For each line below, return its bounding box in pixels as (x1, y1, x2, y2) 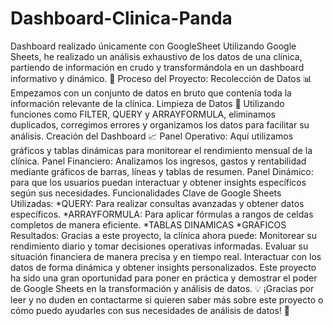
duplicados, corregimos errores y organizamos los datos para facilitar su (10, 118, 310, 131)
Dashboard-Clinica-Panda (10, 7, 233, 30)
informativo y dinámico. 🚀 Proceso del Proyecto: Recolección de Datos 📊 (10, 72, 313, 84)
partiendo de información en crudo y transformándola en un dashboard (10, 61, 305, 73)
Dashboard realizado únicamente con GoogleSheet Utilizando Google (10, 40, 297, 52)
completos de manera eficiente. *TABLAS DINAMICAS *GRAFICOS (10, 218, 287, 231)
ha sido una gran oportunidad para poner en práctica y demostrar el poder (10, 272, 318, 284)
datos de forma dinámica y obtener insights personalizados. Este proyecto (10, 261, 317, 273)
